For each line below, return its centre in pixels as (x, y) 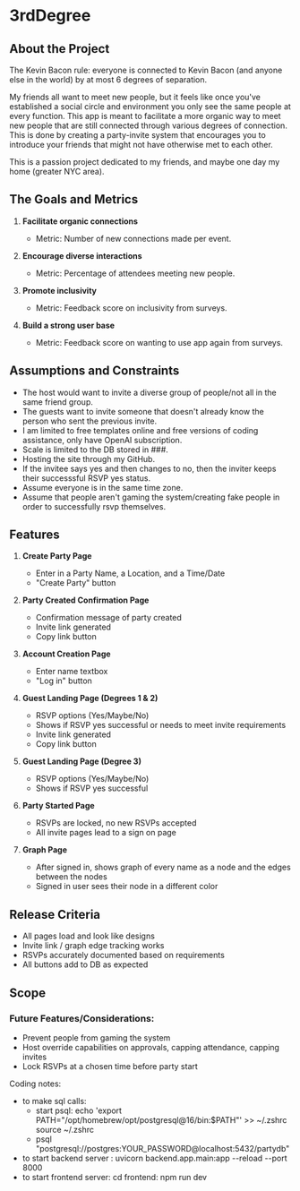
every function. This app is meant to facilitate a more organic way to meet (145, 116)
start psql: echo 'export (79, 1110)
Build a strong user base (68, 325)
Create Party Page (57, 556)
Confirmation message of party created (108, 618)
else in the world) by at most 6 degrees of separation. (108, 80)
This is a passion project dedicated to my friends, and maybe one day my (145, 162)
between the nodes (71, 877)
